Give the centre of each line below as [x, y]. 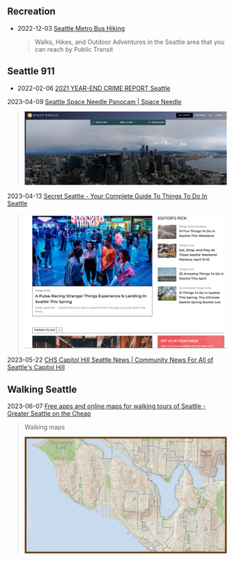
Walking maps [45, 427]
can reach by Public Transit [74, 49]
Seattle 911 [31, 72]
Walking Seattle [42, 389]
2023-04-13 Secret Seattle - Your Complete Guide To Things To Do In [107, 196]
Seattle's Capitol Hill [36, 367]
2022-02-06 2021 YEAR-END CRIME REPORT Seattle [94, 88]
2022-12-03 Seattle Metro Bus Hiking [71, 28]
